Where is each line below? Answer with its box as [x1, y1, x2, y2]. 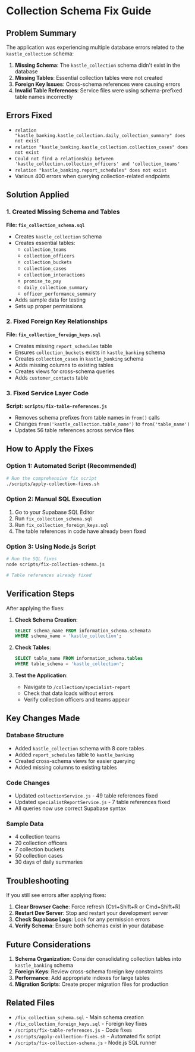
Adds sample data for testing [14, 296, 86, 303]
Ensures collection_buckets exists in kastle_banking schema [14, 349, 165, 356]
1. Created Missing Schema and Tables [6, 207, 120, 216]
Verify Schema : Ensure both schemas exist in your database [14, 922, 164, 929]
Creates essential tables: [14, 239, 76, 246]
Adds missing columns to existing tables [14, 361, 114, 368]
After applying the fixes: [6, 604, 65, 612]
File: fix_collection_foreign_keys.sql [6, 331, 101, 338]
